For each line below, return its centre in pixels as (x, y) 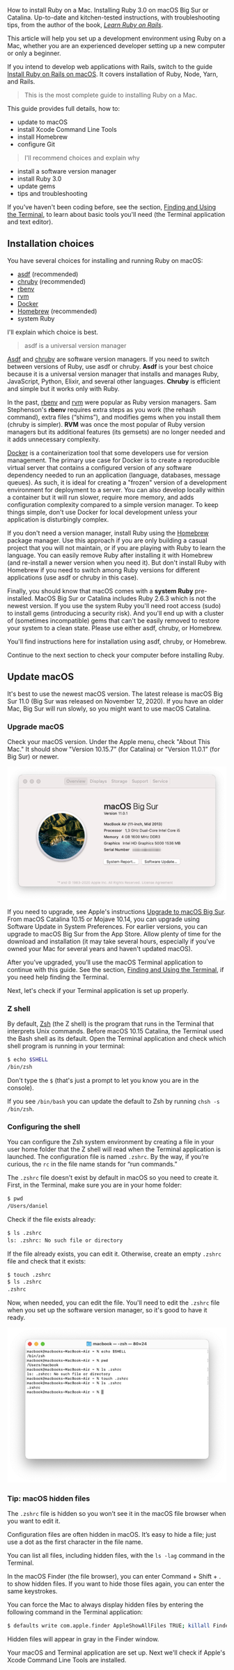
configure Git (36, 144)
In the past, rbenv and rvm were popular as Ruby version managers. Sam (112, 402)
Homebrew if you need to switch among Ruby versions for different (104, 570)
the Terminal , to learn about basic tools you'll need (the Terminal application (116, 214)
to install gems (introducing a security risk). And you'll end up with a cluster (116, 613)
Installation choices (51, 244)
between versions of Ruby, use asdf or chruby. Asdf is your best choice (110, 366)
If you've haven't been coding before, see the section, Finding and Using (112, 207)
